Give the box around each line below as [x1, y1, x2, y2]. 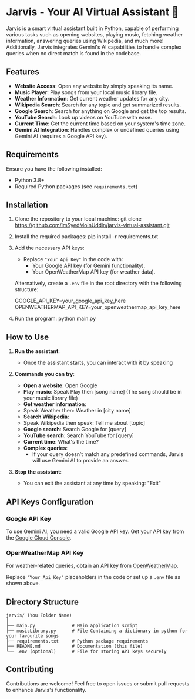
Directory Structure [6, 597, 79, 607]
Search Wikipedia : [23, 413, 69, 420]
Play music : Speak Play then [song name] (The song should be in [23, 388, 182, 395]
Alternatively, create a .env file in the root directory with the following [14, 279, 182, 287]
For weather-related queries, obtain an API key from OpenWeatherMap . [6, 562, 179, 570]
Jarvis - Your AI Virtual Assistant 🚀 [6, 5, 179, 19]
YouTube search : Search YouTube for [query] [23, 432, 134, 439]
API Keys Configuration [6, 497, 94, 507]
